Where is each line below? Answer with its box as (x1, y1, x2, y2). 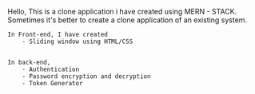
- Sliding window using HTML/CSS (22, 37, 133, 45)
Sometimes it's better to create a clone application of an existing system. (7, 15, 248, 25)
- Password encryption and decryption (22, 72, 151, 80)
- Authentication (22, 65, 80, 73)
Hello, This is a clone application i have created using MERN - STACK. (7, 7, 237, 16)
